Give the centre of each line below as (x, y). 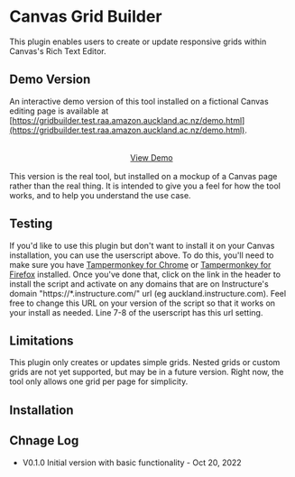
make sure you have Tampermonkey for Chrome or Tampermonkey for (140, 264)
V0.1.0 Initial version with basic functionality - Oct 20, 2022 (132, 463)
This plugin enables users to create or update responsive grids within (138, 41)
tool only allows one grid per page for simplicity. (99, 381)
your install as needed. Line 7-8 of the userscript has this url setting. (136, 312)
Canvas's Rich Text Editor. (58, 50)
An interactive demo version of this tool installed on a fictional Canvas (139, 101)
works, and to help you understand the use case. (100, 195)
